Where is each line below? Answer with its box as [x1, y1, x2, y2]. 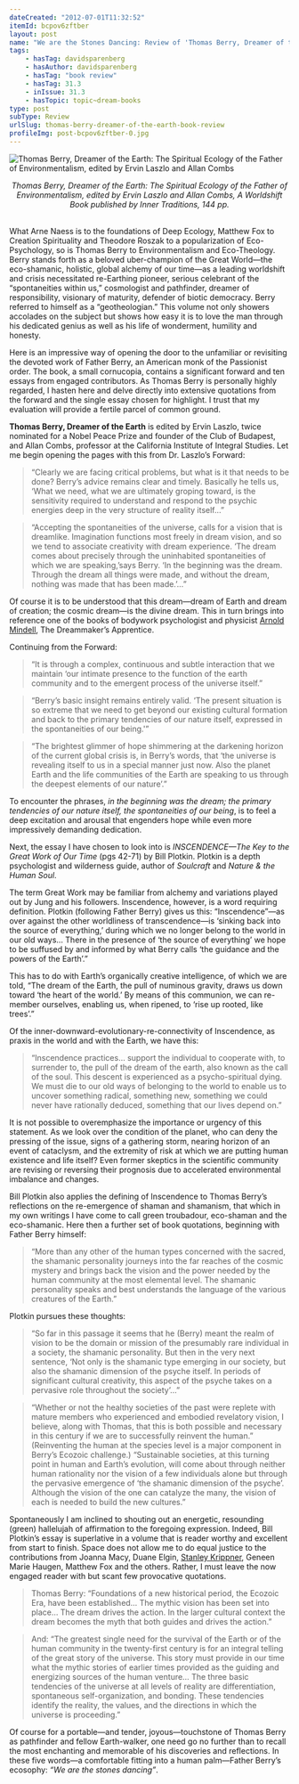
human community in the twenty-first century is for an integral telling [30, 1642, 284, 1653]
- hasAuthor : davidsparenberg [25, 63, 138, 72]
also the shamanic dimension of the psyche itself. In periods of [30, 1365, 261, 1376]
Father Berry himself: [9, 1228, 87, 1239]
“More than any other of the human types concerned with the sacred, [30, 1246, 287, 1257]
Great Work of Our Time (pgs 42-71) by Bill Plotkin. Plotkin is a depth [9, 851, 261, 861]
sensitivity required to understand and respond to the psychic [30, 495, 258, 506]
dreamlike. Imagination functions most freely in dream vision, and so [30, 531, 282, 542]
